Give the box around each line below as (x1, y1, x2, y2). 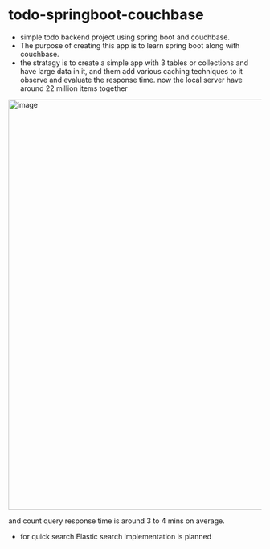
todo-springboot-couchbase (8, 6, 205, 24)
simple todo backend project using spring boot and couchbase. (19, 32, 231, 42)
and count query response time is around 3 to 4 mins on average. (8, 516, 225, 526)
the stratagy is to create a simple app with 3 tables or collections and (19, 58, 249, 68)
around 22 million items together (19, 83, 129, 93)
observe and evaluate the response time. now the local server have (19, 75, 243, 84)
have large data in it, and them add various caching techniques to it (19, 66, 243, 76)
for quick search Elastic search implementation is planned (19, 531, 211, 541)
